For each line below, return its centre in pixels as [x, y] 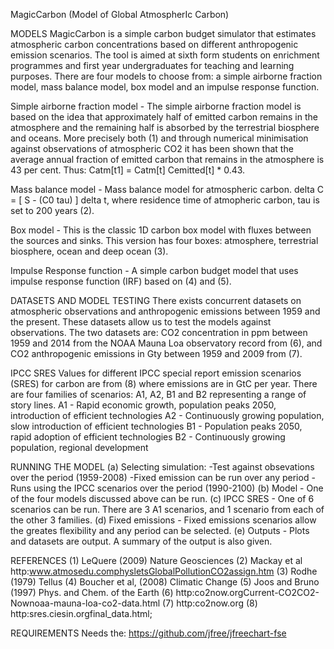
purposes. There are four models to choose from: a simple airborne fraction [166, 76]
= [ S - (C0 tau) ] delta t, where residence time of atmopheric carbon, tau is [165, 200]
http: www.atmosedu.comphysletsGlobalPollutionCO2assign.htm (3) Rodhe [164, 571]
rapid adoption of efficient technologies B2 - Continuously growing [148, 437]
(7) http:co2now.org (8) [210, 603]
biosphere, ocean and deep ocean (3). [89, 251]
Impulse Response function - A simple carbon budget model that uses [154, 270]
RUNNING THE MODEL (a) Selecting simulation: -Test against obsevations [162, 467]
